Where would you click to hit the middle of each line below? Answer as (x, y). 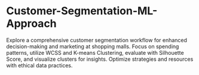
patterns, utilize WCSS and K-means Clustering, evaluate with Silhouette (95, 52)
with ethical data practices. (39, 65)
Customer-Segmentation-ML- (82, 11)
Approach (31, 24)
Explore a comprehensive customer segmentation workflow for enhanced (97, 40)
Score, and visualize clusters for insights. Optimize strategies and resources (100, 59)
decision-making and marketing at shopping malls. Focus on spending (93, 46)
